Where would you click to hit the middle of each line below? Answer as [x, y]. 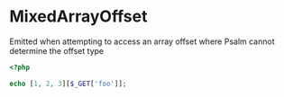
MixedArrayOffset [78, 17]
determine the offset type [57, 50]
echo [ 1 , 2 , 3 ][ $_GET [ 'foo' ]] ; [68, 84]
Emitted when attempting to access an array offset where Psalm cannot [142, 41]
